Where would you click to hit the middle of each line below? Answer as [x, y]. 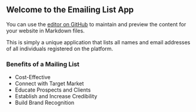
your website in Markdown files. [45, 31]
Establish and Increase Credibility [56, 96]
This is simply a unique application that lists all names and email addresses [98, 42]
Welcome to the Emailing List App [70, 10]
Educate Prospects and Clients [53, 90]
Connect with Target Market [49, 84]
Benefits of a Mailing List [43, 64]
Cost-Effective [33, 77]
